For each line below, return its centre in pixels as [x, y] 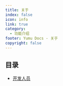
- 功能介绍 [20, 34]
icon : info [17, 19]
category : [16, 29]
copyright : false [23, 43]
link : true [17, 24]
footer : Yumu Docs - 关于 [31, 39]
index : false [19, 15]
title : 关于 [17, 10]
